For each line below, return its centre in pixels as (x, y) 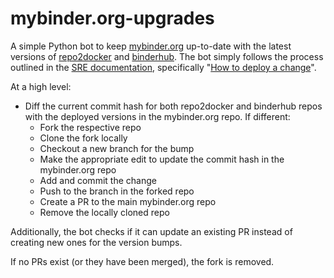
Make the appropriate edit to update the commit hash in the (162, 159)
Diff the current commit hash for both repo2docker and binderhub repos (173, 106)
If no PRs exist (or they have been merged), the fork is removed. (142, 261)
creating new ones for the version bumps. (96, 242)
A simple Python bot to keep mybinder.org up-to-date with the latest (151, 46)
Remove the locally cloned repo (104, 212)
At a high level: (41, 86)
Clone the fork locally (83, 138)
